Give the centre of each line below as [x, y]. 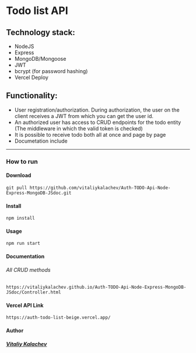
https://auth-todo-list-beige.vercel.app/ [58, 318]
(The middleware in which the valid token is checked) [78, 128]
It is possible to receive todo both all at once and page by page [90, 134]
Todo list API [37, 11]
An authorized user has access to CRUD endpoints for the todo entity [98, 122]
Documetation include [41, 141]
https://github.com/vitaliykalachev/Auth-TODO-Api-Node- [100, 188]
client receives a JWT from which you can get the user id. [84, 116]
